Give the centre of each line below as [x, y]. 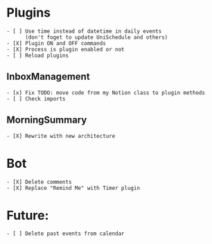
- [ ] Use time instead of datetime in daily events [84, 31]
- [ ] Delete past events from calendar [66, 234]
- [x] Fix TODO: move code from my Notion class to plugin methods [106, 93]
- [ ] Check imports [36, 98]
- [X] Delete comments [39, 182]
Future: [28, 215]
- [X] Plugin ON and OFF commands [56, 43]
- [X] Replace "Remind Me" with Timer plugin [73, 188]
